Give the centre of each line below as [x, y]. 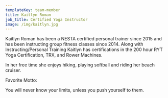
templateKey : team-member [33, 10]
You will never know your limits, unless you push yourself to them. [75, 90]
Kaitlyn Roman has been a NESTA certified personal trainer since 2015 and [84, 39]
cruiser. [13, 70]
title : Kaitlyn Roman [28, 15]
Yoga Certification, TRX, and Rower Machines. [54, 55]
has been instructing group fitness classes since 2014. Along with [74, 44]
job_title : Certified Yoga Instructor [46, 19]
